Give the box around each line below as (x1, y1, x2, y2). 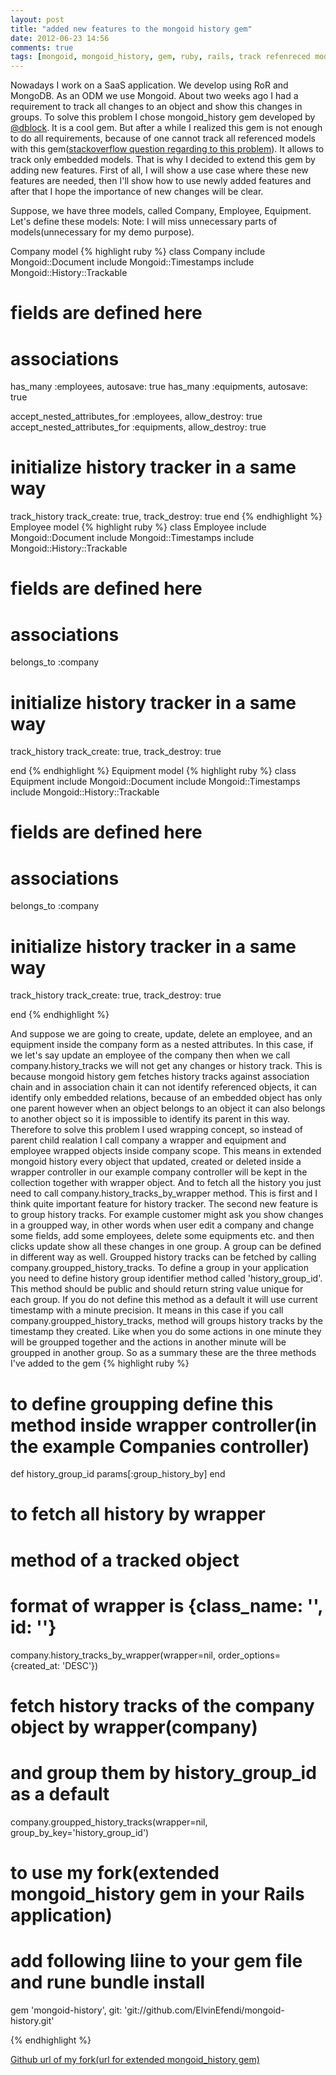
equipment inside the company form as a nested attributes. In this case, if (10, 1039, 314, 1051)
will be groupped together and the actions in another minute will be (10, 1336, 287, 1348)
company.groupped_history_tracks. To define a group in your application (10, 1262, 309, 1274)
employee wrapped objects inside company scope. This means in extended (10, 1145, 322, 1157)
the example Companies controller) (10, 1435, 310, 1458)
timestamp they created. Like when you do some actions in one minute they (10, 1326, 322, 1338)
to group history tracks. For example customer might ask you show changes (10, 1209, 324, 1221)
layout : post (10, 14, 65, 25)
